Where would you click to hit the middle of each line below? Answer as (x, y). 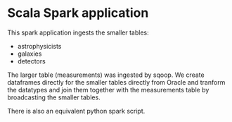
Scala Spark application (78, 13)
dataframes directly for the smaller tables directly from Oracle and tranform (116, 82)
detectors (31, 61)
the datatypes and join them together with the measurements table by (108, 90)
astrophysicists (39, 46)
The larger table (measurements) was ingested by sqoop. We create (106, 75)
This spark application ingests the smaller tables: (78, 32)
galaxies (30, 54)
